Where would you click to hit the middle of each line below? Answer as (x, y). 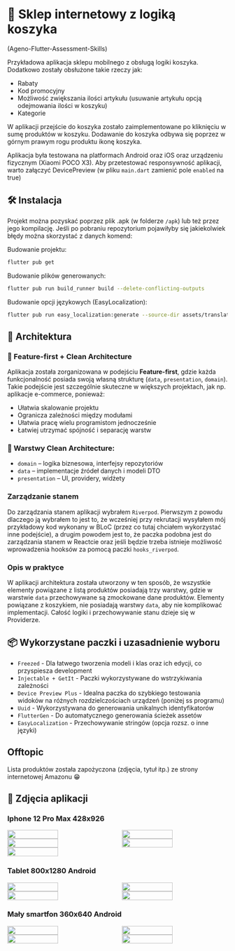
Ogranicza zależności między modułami (75, 415)
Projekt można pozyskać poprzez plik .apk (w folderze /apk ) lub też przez (113, 221)
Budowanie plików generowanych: (57, 276)
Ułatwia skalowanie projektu (58, 408)
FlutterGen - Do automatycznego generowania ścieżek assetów (109, 715)
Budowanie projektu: (37, 249)
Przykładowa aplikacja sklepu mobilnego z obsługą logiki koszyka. (103, 62)
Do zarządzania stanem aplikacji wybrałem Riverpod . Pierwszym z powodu (115, 512)
